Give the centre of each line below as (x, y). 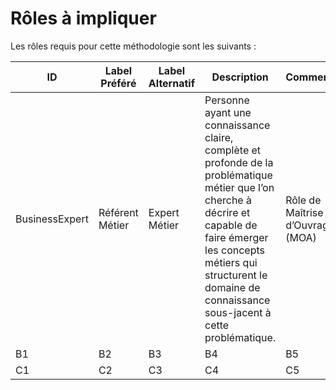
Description (240, 77)
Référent (118, 212)
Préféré (118, 83)
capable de (231, 225)
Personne (227, 100)
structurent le (236, 275)
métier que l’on (239, 187)
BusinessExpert (52, 219)
